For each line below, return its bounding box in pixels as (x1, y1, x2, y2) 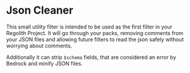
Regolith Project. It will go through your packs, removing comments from (6, 29, 184, 36)
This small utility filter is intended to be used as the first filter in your (6, 23, 173, 30)
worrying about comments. (6, 42, 72, 49)
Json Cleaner (6, 4, 74, 17)
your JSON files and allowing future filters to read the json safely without (6, 36, 184, 43)
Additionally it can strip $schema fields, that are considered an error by (6, 53, 176, 61)
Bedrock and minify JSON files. (6, 60, 83, 67)
